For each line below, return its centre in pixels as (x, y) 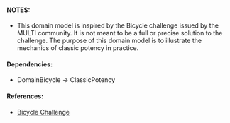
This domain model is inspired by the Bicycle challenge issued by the (118, 25)
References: (25, 96)
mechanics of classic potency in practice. (78, 48)
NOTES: (18, 10)
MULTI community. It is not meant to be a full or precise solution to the (120, 33)
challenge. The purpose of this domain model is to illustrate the (109, 41)
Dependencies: (30, 64)
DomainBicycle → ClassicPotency (66, 80)
